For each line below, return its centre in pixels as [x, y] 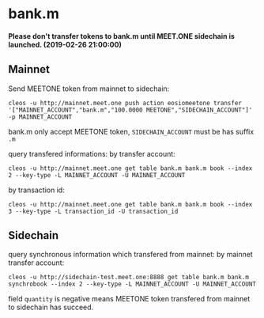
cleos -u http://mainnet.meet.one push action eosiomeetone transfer [125, 103]
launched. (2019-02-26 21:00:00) [65, 44]
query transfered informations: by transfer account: [92, 153]
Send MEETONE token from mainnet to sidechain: [89, 89]
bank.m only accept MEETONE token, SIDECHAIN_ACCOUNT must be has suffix [131, 131]
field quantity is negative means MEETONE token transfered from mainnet [129, 299]
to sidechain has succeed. [51, 307]
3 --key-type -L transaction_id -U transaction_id [93, 211]
